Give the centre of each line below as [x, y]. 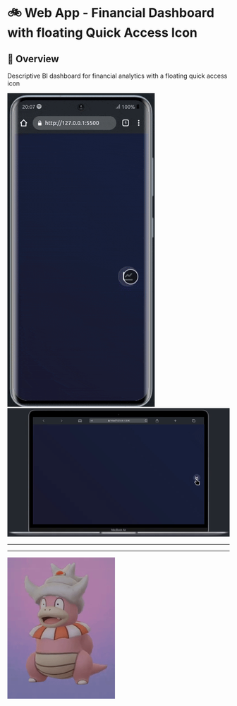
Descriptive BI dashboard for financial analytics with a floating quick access [117, 76]
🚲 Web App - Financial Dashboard [111, 13]
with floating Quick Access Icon [102, 33]
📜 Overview [33, 59]
